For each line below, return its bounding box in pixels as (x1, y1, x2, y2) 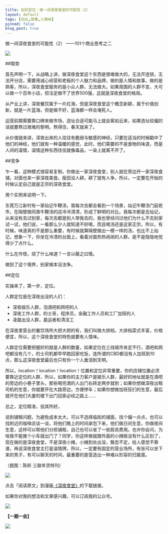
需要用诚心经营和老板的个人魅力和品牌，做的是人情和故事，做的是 (26, 77, 163, 83)
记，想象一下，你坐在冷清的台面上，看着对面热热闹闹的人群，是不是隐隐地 (5, 234, 158, 240)
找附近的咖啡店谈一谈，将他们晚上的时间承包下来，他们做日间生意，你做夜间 (5, 420, 163, 426)
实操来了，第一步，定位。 (5, 283, 58, 289)
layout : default (5, 12, 39, 17)
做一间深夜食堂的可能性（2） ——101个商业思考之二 (5, 41, 112, 47)
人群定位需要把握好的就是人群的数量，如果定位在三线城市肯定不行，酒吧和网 (5, 345, 163, 351)
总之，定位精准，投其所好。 (5, 403, 62, 409)
